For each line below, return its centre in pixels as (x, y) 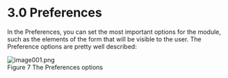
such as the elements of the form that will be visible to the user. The (104, 39)
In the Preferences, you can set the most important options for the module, (114, 32)
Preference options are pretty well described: (72, 46)
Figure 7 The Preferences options (55, 67)
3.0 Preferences (55, 13)
